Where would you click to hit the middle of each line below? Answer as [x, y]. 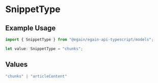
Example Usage [31, 28]
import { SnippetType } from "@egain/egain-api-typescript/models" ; [80, 39]
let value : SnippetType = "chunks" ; [44, 49]
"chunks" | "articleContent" [36, 76]
